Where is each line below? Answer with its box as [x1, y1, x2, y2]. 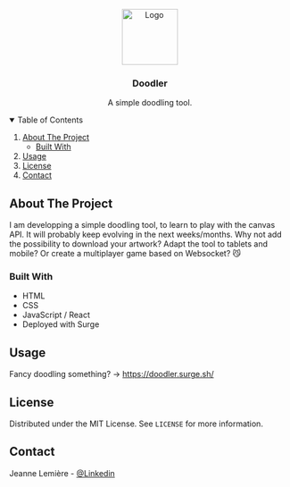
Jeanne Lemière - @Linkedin [9, 467, 116, 478]
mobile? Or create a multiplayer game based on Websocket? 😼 [9, 248, 241, 259]
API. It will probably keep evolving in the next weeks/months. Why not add [9, 229, 283, 240]
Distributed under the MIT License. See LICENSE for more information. [9, 418, 263, 429]
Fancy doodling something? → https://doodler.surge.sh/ [9, 369, 214, 380]
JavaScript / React [21, 309, 91, 321]
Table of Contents [17, 114, 83, 125]
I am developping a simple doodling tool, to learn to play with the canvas [9, 220, 276, 231]
